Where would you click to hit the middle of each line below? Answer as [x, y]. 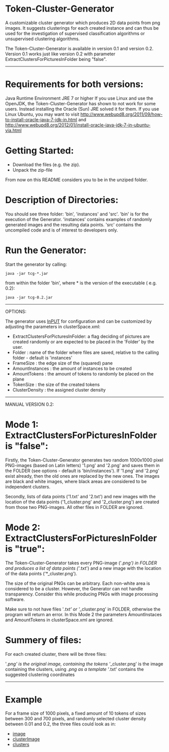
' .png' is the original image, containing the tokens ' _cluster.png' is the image [84, 664]
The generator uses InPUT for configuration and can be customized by [78, 321]
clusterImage [26, 739]
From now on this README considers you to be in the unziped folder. [77, 180]
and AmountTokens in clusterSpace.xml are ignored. [60, 620]
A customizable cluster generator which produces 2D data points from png [83, 23]
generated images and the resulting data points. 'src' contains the [73, 224]
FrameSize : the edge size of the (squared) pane [63, 363]
